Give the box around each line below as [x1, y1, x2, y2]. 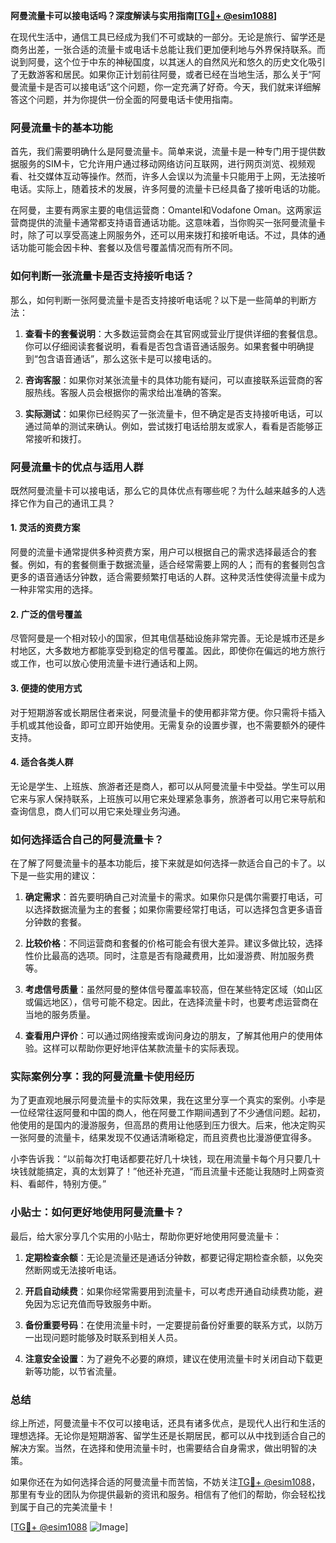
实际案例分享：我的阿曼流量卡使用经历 [10, 1069, 195, 1083]
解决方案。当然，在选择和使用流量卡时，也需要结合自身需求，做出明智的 [10, 1442, 308, 1454]
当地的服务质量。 [24, 1009, 96, 1020]
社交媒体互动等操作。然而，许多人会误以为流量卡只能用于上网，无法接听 [27, 170, 326, 183]
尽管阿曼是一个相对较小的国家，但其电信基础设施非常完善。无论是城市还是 [10, 632, 317, 644]
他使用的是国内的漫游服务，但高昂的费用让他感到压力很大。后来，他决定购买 [10, 1119, 326, 1131]
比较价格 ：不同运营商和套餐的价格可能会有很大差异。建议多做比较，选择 [24, 937, 323, 949]
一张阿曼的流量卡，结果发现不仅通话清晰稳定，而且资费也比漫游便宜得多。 [10, 1132, 317, 1144]
